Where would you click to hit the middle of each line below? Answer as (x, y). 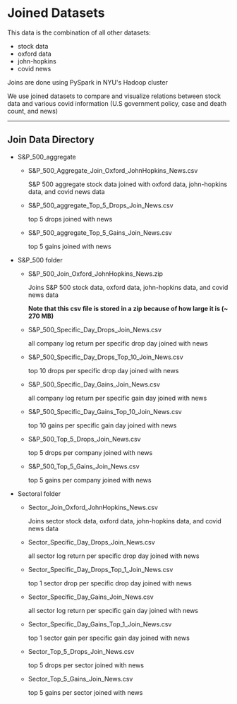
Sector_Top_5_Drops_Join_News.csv (81, 651)
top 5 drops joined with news (70, 219)
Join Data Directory (51, 140)
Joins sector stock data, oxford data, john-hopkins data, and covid (125, 521)
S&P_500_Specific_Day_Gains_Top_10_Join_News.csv (105, 411)
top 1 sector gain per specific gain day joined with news (109, 638)
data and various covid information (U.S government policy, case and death (117, 103)
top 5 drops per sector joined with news (86, 665)
